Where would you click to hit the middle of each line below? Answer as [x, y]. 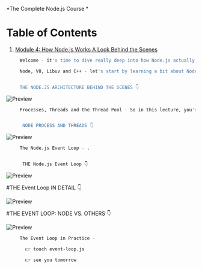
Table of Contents [52, 33]
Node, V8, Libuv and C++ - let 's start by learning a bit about [102, 71]
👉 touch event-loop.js [55, 249]
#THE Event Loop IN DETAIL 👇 [44, 188]
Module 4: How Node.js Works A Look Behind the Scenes [86, 49]
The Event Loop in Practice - [57, 238]
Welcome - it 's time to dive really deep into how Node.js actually [107, 60]
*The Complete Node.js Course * [47, 9]
